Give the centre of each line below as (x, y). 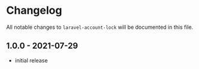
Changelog (34, 10)
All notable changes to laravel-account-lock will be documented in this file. (100, 27)
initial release (31, 60)
